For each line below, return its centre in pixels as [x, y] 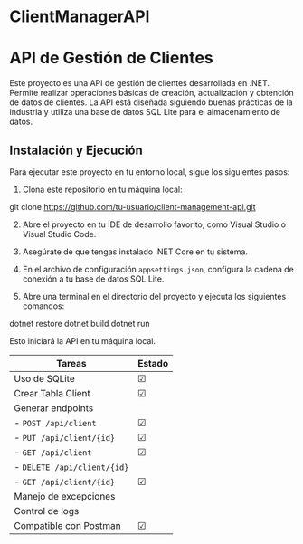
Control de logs [47, 511]
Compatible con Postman [67, 525]
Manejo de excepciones [65, 496]
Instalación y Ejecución [76, 150]
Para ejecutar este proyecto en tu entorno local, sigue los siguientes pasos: [150, 172]
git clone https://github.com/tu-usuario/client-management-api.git [133, 206]
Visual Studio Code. [59, 234]
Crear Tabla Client [52, 393]
